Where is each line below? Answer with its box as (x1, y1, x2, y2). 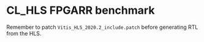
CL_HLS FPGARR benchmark (6, 4, 155, 17)
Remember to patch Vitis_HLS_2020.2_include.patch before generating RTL (6, 23, 198, 31)
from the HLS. (6, 29, 42, 37)
